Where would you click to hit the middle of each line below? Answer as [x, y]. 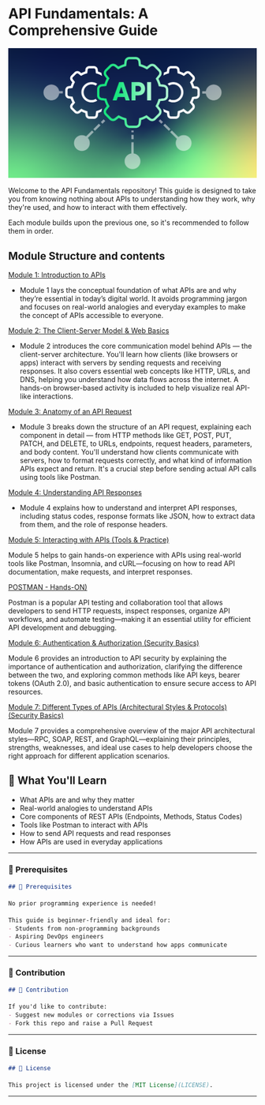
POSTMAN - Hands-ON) [48, 587]
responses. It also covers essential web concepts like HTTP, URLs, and [135, 371]
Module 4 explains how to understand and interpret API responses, [129, 508]
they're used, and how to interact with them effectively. [98, 208]
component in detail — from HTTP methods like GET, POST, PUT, [125, 436]
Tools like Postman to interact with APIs [84, 825]
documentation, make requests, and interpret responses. [101, 572]
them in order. [31, 231]
